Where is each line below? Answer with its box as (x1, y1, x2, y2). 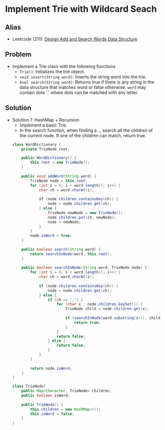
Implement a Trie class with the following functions (12, 63, 116, 69)
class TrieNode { (12, 384, 46, 389)
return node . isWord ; (30, 366, 72, 371)
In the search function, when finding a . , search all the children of (19, 127, 153, 133)
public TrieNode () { (21, 402, 64, 407)
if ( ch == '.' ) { (47, 297, 83, 302)
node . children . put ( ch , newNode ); (47, 215, 117, 220)
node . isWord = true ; (30, 233, 72, 238)
